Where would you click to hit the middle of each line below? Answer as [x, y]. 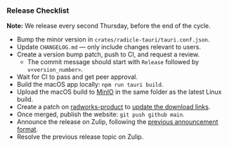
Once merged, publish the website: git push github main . [100, 114]
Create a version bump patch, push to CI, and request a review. [108, 54]
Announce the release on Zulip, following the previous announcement [117, 122]
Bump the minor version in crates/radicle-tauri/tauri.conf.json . [113, 39]
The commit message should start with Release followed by [113, 62]
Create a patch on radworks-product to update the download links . [113, 107]
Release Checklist [38, 11]
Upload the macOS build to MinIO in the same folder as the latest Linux [119, 92]
